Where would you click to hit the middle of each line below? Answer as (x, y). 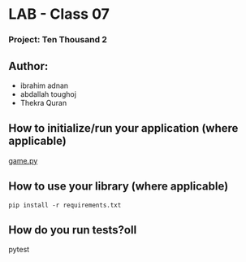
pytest (19, 250)
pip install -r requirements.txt (65, 205)
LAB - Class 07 (59, 14)
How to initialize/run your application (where (123, 128)
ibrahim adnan (44, 85)
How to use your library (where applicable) (119, 187)
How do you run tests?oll (73, 230)
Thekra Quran (43, 103)
